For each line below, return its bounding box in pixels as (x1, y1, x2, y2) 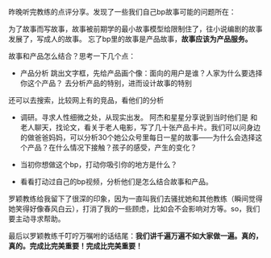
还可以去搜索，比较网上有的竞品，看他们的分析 (8, 96, 164, 104)
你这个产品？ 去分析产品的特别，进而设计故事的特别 (19, 79, 192, 88)
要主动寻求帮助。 (8, 214, 65, 223)
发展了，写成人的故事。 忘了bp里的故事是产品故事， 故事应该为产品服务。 (8, 35, 252, 43)
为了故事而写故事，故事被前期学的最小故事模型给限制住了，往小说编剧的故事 (8, 24, 263, 34)
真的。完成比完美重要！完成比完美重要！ (8, 241, 143, 251)
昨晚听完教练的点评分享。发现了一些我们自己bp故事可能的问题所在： (8, 7, 236, 16)
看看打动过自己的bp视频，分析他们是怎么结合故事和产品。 (19, 177, 213, 186)
